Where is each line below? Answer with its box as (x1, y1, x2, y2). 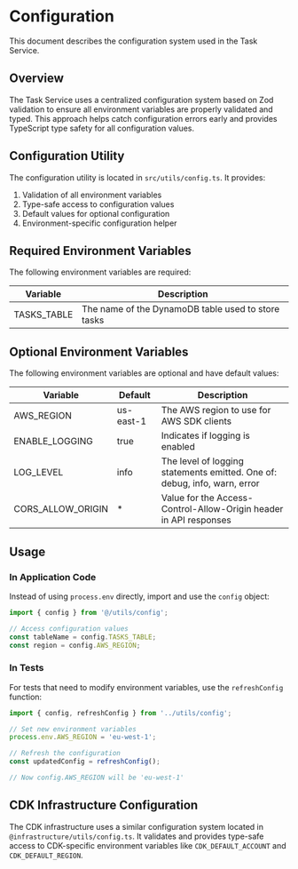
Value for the (161, 491, 215, 504)
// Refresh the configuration (9, 749, 122, 758)
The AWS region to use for (161, 404, 271, 417)
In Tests (9, 662, 44, 674)
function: (9, 691, 43, 702)
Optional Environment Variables (9, 344, 189, 359)
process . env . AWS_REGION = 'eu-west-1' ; (9, 733, 157, 742)
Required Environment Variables (9, 243, 192, 259)
